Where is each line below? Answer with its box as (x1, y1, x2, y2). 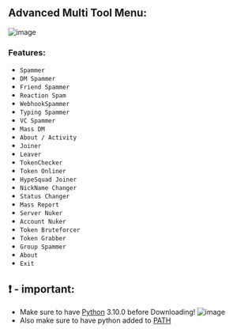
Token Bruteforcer (19, 226, 81, 234)
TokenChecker (19, 159, 63, 167)
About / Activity (19, 134, 77, 142)
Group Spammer (19, 243, 66, 252)
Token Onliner (19, 168, 66, 176)
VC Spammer (19, 117, 56, 125)
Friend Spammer (19, 83, 70, 92)
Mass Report (19, 201, 59, 209)
